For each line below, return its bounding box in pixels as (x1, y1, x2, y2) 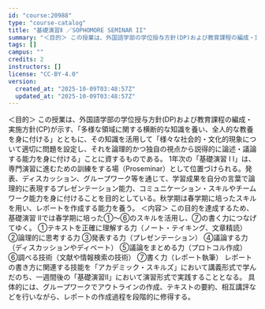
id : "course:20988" (8, 11, 73, 20)
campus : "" (8, 48, 44, 56)
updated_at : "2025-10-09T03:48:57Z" (15, 92, 136, 100)
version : (8, 77, 37, 85)
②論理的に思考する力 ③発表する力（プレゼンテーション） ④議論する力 (8, 233, 248, 243)
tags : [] (8, 41, 37, 49)
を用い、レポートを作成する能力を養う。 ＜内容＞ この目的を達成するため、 (8, 203, 254, 213)
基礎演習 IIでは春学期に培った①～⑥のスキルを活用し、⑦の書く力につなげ (8, 214, 257, 223)
